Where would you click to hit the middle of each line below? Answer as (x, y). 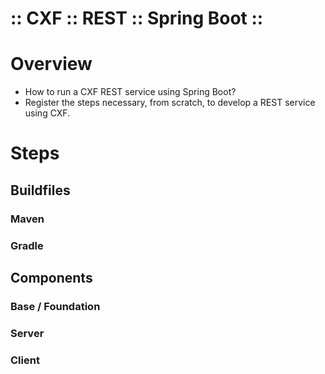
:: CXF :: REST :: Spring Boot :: (137, 18)
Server (27, 333)
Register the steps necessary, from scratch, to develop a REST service (170, 103)
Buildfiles (40, 190)
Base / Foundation (55, 306)
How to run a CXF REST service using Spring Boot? (130, 92)
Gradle (27, 245)
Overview (51, 64)
